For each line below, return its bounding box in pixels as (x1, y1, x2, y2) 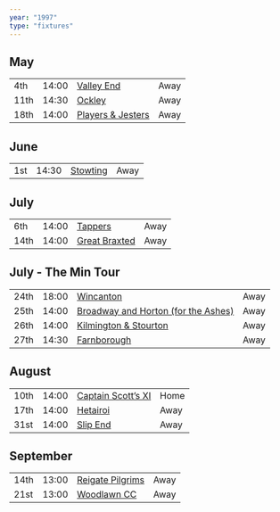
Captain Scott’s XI (77, 389, 152, 401)
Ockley (77, 95, 107, 107)
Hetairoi (77, 403, 110, 416)
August (9, 364, 52, 379)
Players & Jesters (77, 109, 150, 121)
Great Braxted (77, 234, 136, 246)
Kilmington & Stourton (77, 318, 169, 331)
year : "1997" (9, 12, 58, 22)
